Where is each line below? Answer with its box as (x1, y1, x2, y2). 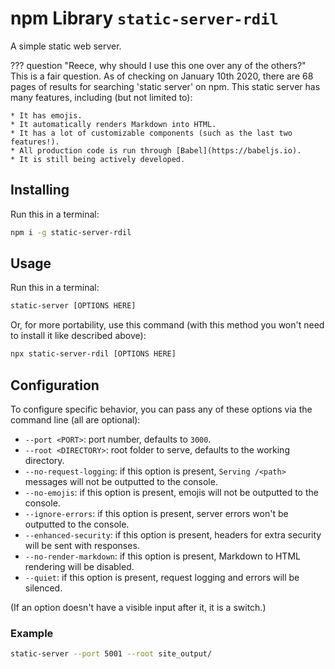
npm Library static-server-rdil (10, 7, 279, 30)
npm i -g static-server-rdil (10, 227, 132, 237)
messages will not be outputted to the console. (24, 476, 218, 487)
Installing (10, 182, 70, 199)
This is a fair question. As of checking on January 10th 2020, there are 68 (10, 70, 314, 82)
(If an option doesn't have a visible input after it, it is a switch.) (10, 602, 267, 613)
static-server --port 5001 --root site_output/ (10, 649, 213, 659)
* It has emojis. (10, 110, 83, 121)
